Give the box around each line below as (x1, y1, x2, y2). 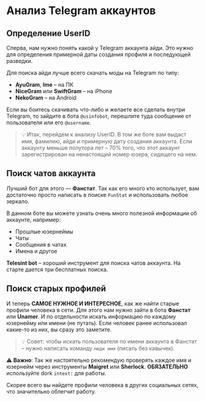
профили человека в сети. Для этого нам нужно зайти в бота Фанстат (6, 306, 191, 313)
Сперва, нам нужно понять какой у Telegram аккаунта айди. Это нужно (6, 44, 194, 51)
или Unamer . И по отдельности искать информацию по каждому (6, 313, 176, 320)
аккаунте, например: (6, 215, 61, 223)
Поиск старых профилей (6, 283, 106, 294)
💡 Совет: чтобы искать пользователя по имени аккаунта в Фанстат (21, 337, 197, 345)
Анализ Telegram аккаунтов (6, 4, 156, 18)
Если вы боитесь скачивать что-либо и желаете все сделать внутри (6, 106, 185, 113)
